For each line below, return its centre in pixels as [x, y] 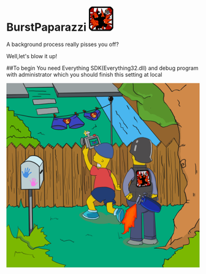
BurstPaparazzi [47, 27]
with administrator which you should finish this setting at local [84, 74]
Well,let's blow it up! [32, 56]
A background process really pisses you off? [63, 44]
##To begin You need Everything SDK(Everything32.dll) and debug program [102, 68]
